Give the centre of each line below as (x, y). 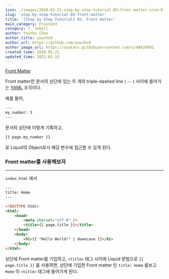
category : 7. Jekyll (27, 29)
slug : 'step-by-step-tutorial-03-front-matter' (56, 15)
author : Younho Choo (27, 33)
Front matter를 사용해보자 (36, 162)
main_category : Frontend (31, 24)
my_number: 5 (19, 113)
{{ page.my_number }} (28, 137)
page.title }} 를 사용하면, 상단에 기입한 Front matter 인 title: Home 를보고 (81, 265)
